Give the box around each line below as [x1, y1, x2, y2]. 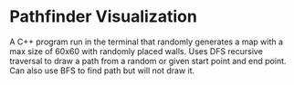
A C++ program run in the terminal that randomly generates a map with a [9, 36, 284, 47]
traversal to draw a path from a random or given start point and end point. [9, 55, 287, 66]
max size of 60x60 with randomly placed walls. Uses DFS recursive [9, 45, 263, 56]
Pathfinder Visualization [9, 6, 198, 27]
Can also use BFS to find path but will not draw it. [9, 65, 195, 76]
